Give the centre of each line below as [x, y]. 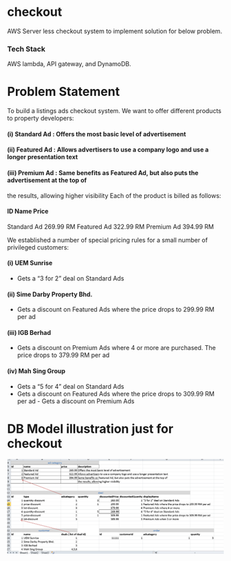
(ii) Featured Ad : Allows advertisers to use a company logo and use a [108, 150]
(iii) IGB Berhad [29, 332]
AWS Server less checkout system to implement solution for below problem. [115, 31]
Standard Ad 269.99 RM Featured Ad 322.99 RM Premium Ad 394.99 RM [111, 226]
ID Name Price [28, 212]
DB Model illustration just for [90, 429]
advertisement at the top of [47, 180]
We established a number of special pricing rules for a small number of [108, 240]
